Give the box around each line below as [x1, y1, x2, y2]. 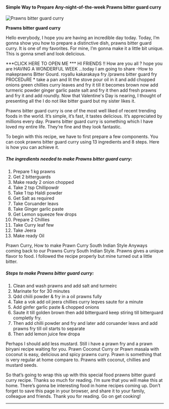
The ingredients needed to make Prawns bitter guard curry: [6, 156, 132, 162]
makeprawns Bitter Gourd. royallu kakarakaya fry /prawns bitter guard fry [6, 71, 157, 78]
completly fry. [13, 315, 42, 321]
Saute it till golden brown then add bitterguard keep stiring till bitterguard [13, 310, 163, 316]
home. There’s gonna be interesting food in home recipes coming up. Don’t [6, 383, 160, 389]
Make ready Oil [13, 233, 45, 239]
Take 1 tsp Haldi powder [13, 190, 63, 196]
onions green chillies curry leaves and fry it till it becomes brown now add [6, 82, 158, 88]
